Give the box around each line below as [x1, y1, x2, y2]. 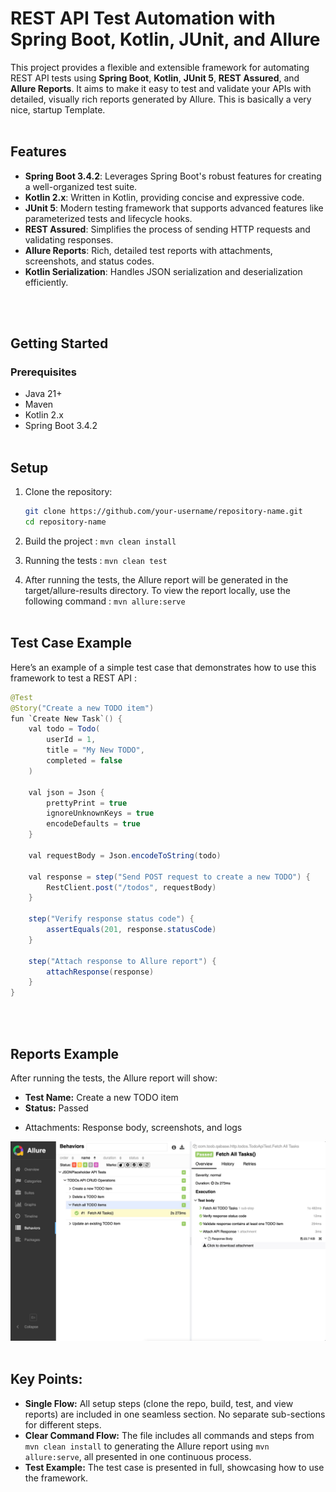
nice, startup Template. [10, 103, 106, 116]
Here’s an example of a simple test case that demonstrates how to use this [10, 661, 317, 673]
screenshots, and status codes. [24, 255, 155, 267]
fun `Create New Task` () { [10, 713, 123, 724]
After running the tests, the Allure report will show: [10, 1072, 218, 1084]
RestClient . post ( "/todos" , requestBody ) [46, 882, 217, 892]
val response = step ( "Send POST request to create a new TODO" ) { [28, 872, 311, 882]
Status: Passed [24, 1102, 89, 1114]
